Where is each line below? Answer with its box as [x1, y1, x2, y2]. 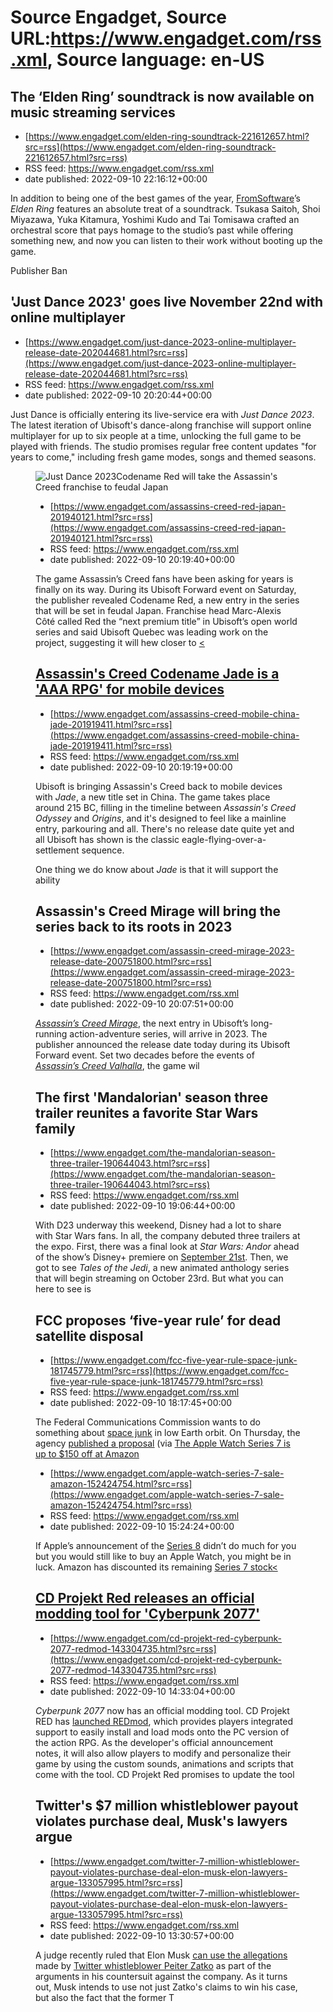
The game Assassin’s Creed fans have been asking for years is [35, 572, 294, 585]
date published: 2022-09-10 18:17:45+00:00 [49, 1397, 233, 1409]
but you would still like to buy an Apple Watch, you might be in [35, 1551, 292, 1563]
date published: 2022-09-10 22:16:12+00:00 [24, 173, 208, 185]
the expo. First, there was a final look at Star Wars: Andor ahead [35, 1241, 300, 1253]
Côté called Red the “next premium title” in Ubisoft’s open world [35, 615, 298, 627]
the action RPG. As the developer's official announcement [35, 1736, 274, 1748]
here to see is [35, 1283, 92, 1295]
